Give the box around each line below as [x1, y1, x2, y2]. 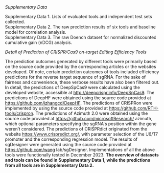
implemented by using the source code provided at [5, 105, 108, 111]
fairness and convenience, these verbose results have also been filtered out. [5, 79, 160, 85]
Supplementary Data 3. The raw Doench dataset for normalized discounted [5, 34, 157, 40]
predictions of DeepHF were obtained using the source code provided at [5, 95, 151, 101]
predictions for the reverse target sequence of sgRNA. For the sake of [5, 74, 146, 80]
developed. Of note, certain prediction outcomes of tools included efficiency [5, 69, 159, 75]
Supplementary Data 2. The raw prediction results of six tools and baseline [5, 24, 156, 30]
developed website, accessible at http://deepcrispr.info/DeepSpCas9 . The [5, 90, 155, 95]
